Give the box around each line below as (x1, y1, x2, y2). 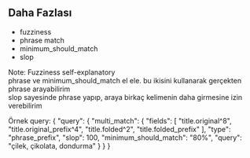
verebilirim (8, 101, 42, 110)
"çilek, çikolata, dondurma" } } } (8, 141, 111, 150)
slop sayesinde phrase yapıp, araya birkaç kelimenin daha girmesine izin (8, 92, 243, 101)
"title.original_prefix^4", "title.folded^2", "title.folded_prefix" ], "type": (8, 124, 231, 134)
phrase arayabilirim (8, 84, 71, 94)
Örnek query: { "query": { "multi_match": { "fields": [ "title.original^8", (8, 116, 232, 125)
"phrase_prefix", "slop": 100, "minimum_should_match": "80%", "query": (8, 133, 242, 142)
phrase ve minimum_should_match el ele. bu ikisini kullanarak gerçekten (8, 75, 242, 85)
